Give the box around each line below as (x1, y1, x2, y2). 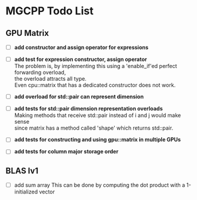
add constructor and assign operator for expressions (14, 44, 149, 51)
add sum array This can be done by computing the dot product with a (14, 181, 186, 189)
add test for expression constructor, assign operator (14, 56, 147, 63)
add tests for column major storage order (14, 148, 119, 155)
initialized (14, 188, 38, 195)
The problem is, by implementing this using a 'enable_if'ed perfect (14, 63, 177, 70)
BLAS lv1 (5, 165, 39, 176)
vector (39, 188, 55, 195)
